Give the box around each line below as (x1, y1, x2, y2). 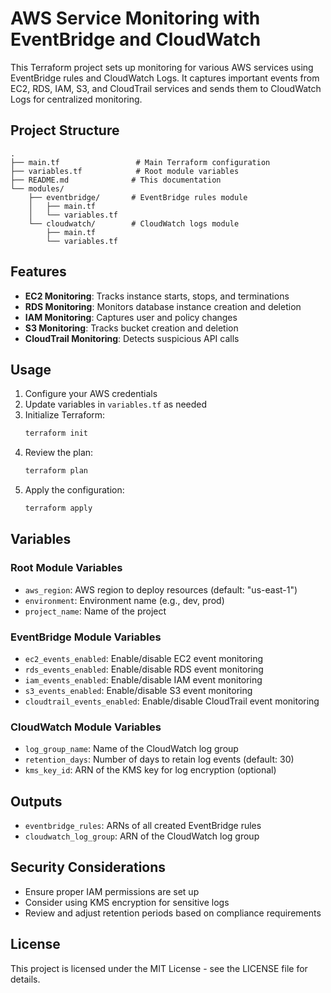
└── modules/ (10, 183, 65, 194)
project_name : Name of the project (24, 605, 167, 617)
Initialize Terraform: (24, 409, 106, 421)
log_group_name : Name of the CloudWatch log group (24, 743, 239, 755)
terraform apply (24, 503, 93, 514)
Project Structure (10, 122, 120, 139)
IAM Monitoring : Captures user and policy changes (24, 311, 238, 323)
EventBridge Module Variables (10, 630, 162, 644)
